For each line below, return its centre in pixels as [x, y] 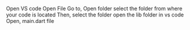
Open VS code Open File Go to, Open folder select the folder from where [94, 9]
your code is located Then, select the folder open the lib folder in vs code [95, 15]
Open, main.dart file [30, 21]
